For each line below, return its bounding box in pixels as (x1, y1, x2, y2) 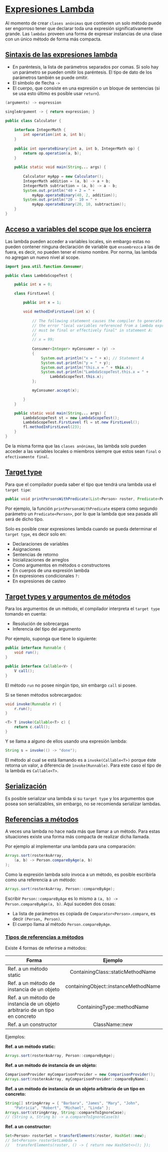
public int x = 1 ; (23, 300, 61, 305)
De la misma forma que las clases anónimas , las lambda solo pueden (5, 443, 146, 449)
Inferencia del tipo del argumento (12, 626, 81, 632)
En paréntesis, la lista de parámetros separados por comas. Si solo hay (12, 64, 159, 70)
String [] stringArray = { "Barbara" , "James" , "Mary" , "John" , (5, 1100, 140, 1105)
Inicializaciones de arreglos (12, 556, 69, 562)
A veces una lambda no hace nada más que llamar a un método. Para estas (5, 828, 160, 834)
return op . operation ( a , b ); (23, 151, 81, 156)
